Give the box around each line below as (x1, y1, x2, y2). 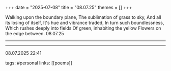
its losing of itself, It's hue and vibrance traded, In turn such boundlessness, (5, 20, 164, 26)
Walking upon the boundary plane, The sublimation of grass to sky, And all (5, 14, 161, 20)
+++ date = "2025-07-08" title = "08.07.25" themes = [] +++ (5, 5, 132, 10)
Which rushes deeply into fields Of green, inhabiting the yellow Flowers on (5, 25, 161, 31)
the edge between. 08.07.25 (5, 31, 65, 36)
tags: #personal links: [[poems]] (5, 60, 72, 66)
